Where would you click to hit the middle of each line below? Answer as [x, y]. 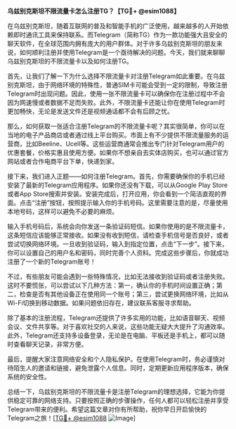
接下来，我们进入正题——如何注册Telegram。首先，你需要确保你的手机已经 [116, 176]
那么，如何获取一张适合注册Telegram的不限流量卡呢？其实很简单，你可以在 [116, 126]
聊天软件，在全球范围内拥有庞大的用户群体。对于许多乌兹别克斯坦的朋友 [112, 44]
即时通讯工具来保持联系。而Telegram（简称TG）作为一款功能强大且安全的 [120, 35]
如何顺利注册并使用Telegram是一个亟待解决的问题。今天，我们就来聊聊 [122, 52]
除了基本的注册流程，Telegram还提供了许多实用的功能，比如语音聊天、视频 [116, 318]
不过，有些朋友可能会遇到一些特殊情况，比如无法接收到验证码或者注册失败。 [118, 276]
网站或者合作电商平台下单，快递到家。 [63, 161]
